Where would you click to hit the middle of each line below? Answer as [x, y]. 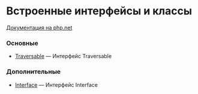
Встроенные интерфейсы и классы [99, 11]
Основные [22, 43]
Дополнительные [34, 72]
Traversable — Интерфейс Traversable [63, 56]
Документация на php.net [39, 28]
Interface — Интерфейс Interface [56, 84]
